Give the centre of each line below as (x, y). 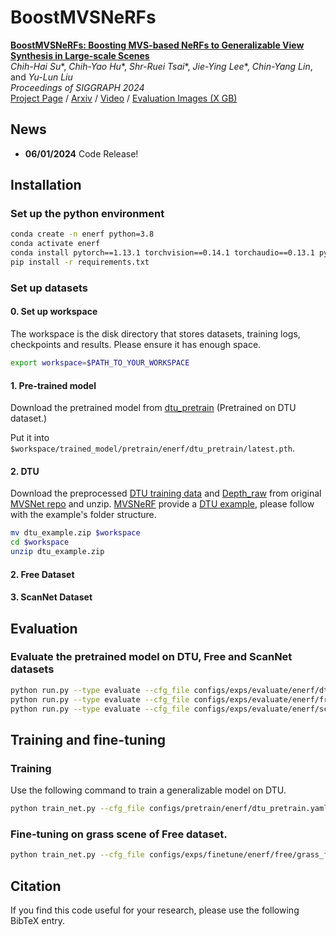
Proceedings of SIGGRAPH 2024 (77, 87)
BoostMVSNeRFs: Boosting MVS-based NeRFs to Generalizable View (157, 45)
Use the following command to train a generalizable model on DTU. (148, 790)
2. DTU (25, 471)
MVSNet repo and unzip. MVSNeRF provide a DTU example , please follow (162, 504)
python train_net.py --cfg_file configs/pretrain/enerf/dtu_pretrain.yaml (169, 809)
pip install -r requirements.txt (80, 262)
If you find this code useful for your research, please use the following (155, 910)
